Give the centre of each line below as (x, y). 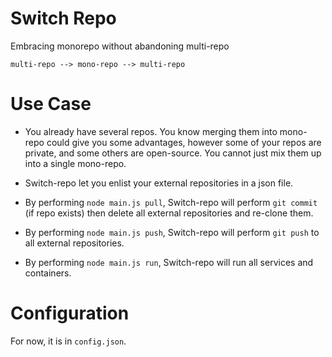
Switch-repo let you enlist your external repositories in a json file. (159, 183)
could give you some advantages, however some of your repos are (184, 142)
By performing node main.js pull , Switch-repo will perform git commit (171, 202)
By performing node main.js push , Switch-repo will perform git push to (172, 232)
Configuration (70, 313)
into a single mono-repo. (75, 163)
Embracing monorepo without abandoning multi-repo (120, 46)
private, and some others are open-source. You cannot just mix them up (173, 153)
